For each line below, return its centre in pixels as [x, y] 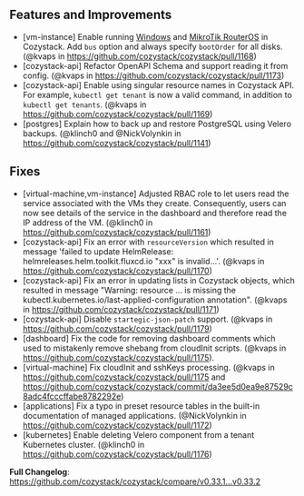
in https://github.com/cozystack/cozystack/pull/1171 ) [121, 309]
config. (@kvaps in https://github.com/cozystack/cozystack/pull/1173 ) [153, 75]
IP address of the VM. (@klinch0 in [88, 223]
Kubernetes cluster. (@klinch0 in [83, 444]
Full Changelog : [39, 471]
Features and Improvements [91, 15]
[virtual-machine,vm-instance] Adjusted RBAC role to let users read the [156, 193]
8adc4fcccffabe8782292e [72, 396]
